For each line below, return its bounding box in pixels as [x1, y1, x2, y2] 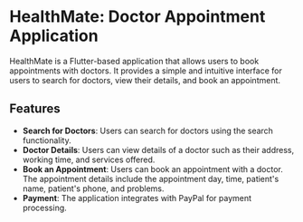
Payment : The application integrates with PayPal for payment [22, 192, 251, 203]
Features [9, 101, 61, 117]
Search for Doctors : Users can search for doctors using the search [22, 125, 274, 136]
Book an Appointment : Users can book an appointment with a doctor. [22, 163, 283, 174]
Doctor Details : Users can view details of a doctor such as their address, [22, 144, 295, 155]
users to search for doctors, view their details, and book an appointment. [9, 74, 281, 85]
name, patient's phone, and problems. [22, 183, 165, 194]
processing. [22, 202, 68, 213]
